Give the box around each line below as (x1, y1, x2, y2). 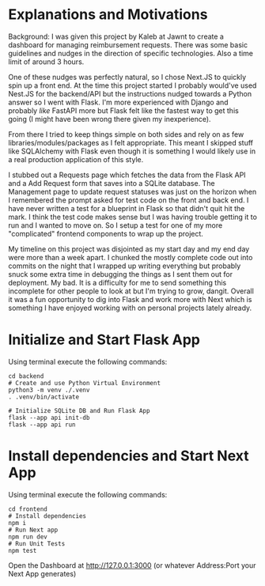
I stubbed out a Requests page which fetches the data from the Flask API (8, 170, 247, 180)
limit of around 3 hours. (8, 57, 85, 66)
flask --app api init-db (8, 414, 90, 422)
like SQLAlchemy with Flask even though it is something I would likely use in (8, 146, 256, 156)
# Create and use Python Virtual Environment (8, 379, 161, 387)
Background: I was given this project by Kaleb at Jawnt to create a (8, 32, 224, 41)
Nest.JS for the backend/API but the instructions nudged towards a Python (8, 89, 252, 98)
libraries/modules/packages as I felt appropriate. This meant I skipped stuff (8, 138, 254, 147)
